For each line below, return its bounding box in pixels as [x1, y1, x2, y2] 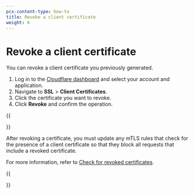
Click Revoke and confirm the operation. [14, 101, 113, 108]
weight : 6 [6, 19, 31, 25]
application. [14, 82, 44, 89]
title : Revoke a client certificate [6, 14, 96, 20]
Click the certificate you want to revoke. [14, 95, 112, 102]
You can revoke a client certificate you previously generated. [6, 64, 153, 71]
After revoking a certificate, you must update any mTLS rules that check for [6, 135, 189, 142]
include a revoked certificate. [6, 148, 77, 155]
